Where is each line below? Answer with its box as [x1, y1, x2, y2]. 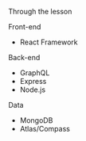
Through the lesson [8, 7, 72, 16]
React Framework [19, 37, 78, 47]
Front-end [8, 22, 41, 31]
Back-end [8, 53, 41, 62]
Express [19, 77, 47, 86]
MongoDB [19, 116, 53, 125]
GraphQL [19, 68, 50, 78]
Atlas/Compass [19, 124, 70, 133]
